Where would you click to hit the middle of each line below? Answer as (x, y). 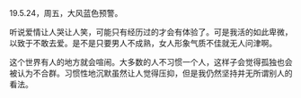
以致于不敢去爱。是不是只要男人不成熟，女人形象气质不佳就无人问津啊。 (143, 43)
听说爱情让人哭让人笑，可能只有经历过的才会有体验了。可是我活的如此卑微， (151, 32)
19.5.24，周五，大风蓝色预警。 (66, 13)
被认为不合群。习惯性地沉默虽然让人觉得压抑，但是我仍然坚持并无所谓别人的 (151, 73)
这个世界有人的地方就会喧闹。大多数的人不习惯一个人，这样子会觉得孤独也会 (151, 62)
